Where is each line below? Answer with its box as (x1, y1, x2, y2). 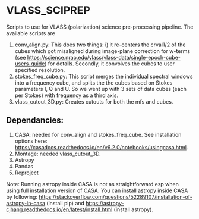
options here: (14, 137, 48, 145)
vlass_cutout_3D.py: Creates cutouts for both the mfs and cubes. (14, 98, 173, 105)
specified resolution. (14, 66, 65, 73)
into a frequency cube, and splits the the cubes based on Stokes (14, 79, 173, 86)
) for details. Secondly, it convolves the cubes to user (44, 60, 175, 67)
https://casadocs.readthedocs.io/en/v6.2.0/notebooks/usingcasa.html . (14, 143, 188, 151)
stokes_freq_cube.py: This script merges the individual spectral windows (14, 73, 193, 80)
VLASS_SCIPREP (6, 4, 90, 17)
